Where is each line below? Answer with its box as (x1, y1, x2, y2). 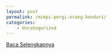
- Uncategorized (17, 25, 57, 31)
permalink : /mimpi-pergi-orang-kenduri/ (6, 14, 107, 20)
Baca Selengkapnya (6, 41, 55, 48)
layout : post (6, 8, 38, 15)
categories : (6, 19, 35, 25)
